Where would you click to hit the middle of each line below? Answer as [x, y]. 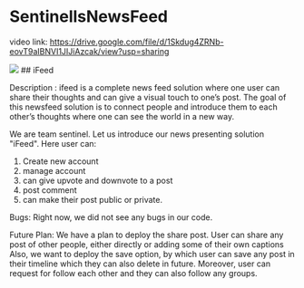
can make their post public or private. [93, 199]
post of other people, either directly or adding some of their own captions [147, 244]
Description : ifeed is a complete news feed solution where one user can [145, 87]
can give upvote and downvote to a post [98, 180]
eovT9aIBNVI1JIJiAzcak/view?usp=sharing [89, 51]
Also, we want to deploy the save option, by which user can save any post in [152, 254]
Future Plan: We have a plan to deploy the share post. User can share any [147, 235]
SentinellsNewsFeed [89, 17]
